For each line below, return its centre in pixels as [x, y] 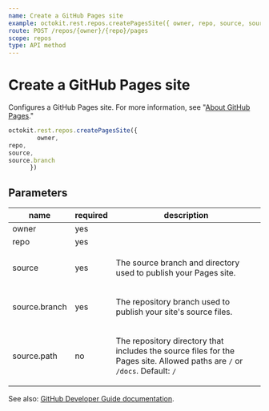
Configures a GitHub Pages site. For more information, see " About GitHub [129, 107]
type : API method [37, 46]
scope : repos [30, 38]
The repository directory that [170, 341]
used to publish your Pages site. [176, 273]
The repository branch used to [173, 302]
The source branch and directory [178, 263]
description [186, 216]
